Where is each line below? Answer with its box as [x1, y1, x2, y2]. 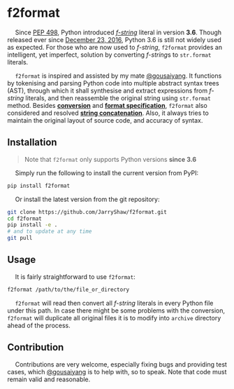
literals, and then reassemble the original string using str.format [25, 93, 211, 102]
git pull [7, 235, 33, 242]
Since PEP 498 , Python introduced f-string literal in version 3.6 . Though [15, 28, 222, 36]
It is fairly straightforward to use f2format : [15, 272, 136, 281]
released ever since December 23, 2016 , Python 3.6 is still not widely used [7, 35, 221, 43]
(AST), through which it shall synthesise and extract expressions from [7, 86, 208, 95]
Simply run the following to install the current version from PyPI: [15, 168, 199, 177]
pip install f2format [7, 182, 71, 189]
